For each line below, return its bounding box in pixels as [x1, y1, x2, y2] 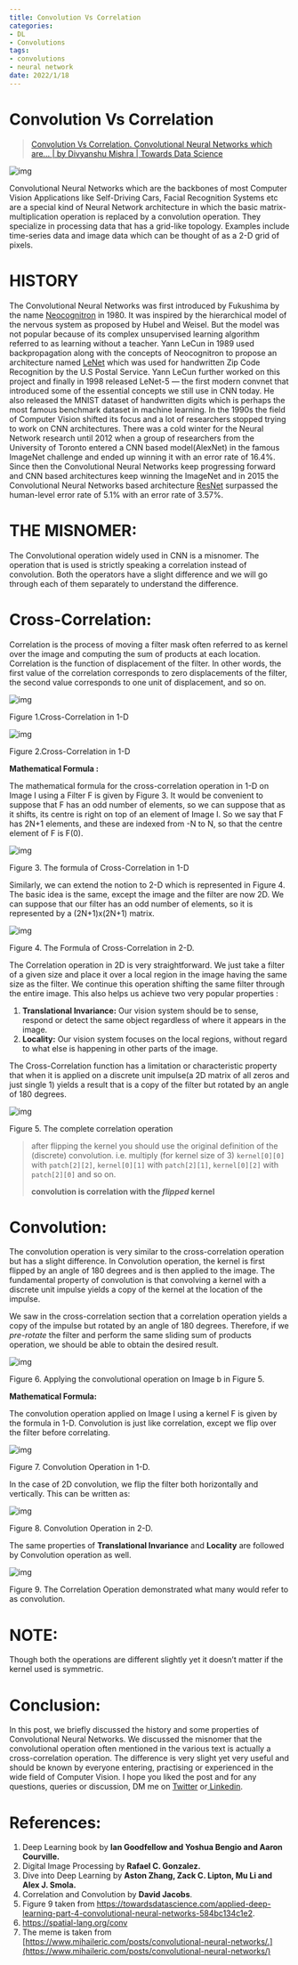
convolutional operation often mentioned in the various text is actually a [9, 1743, 271, 1754]
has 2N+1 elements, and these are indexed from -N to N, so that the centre [9, 818, 283, 829]
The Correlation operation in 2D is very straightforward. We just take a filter [9, 959, 285, 970]
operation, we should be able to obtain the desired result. [9, 1339, 220, 1350]
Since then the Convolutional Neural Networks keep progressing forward [9, 460, 276, 472]
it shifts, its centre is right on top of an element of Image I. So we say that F [9, 808, 284, 819]
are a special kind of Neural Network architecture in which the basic [9, 201, 258, 212]
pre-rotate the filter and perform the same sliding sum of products [9, 1330, 252, 1341]
